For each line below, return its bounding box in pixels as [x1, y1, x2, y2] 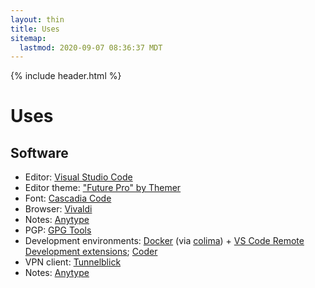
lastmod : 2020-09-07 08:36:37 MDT [19, 42, 163, 53]
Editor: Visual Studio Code [24, 171, 133, 183]
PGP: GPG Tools [24, 224, 92, 236]
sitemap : [10, 33, 47, 43]
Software [10, 144, 69, 161]
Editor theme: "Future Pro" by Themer [24, 182, 182, 194]
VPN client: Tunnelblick [24, 256, 122, 268]
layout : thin [10, 14, 65, 25]
